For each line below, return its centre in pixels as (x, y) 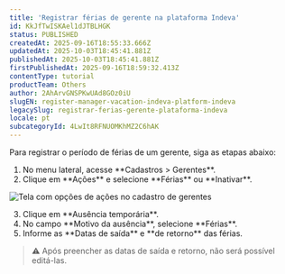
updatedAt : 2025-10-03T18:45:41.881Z (80, 51)
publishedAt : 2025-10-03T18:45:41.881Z (84, 59)
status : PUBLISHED (44, 34)
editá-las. (49, 260)
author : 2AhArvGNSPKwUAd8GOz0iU (70, 93)
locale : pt (30, 118)
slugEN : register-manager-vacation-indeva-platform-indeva (123, 101)
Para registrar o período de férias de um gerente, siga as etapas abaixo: (143, 152)
